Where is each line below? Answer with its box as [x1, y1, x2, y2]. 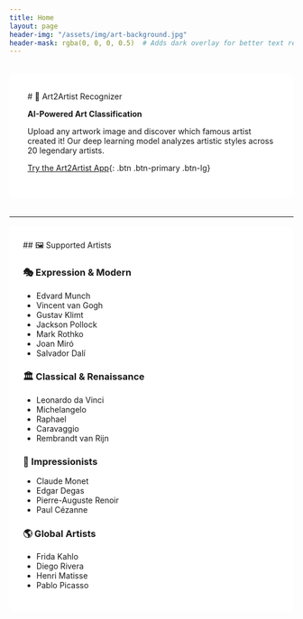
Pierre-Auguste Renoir [35, 495, 119, 505]
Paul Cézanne [35, 505, 88, 515]
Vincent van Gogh [35, 299, 104, 311]
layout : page [9, 22, 59, 31]
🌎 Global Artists [23, 528, 96, 541]
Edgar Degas [35, 486, 85, 496]
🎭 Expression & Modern [23, 267, 133, 279]
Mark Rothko [35, 328, 84, 339]
